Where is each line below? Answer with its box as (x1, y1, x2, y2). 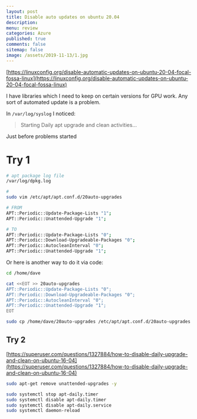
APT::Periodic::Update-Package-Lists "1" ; (6, 210, 112, 216)
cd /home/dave (6, 270, 41, 276)
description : (6, 19, 38, 25)
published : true (6, 36, 46, 42)
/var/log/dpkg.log (6, 178, 51, 184)
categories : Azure (6, 31, 51, 36)
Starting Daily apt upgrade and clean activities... (20, 121, 137, 128)
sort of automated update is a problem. (6, 98, 101, 106)
